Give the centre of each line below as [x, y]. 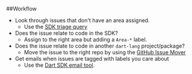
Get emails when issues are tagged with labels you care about [92, 59]
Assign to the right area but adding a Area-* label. [85, 39]
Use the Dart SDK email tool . [59, 65]
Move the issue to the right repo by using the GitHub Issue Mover [105, 52]
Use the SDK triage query [56, 27]
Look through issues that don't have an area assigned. [82, 20]
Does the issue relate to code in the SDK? [67, 33]
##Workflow [22, 9]
